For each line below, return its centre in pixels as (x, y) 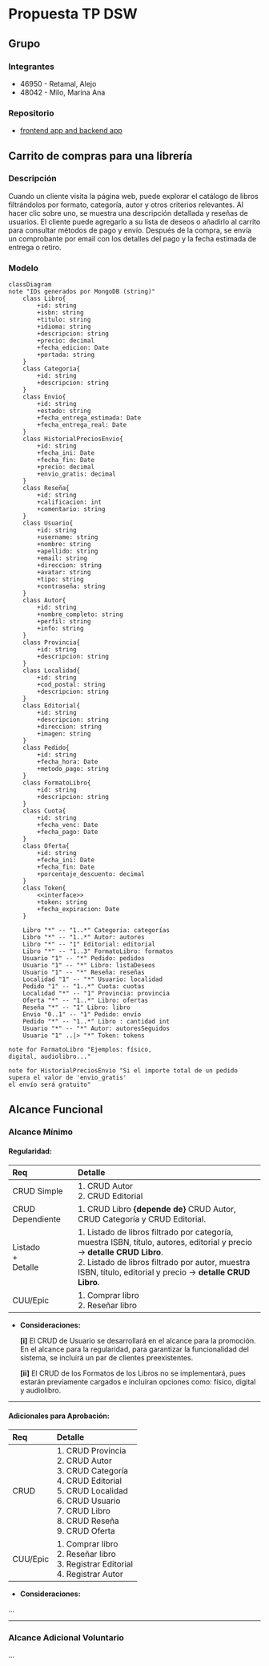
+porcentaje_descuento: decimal (91, 874)
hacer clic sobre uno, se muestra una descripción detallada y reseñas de (128, 213)
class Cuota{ (44, 811)
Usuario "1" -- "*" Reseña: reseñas (84, 973)
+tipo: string (60, 580)
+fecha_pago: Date (68, 832)
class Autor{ (44, 601)
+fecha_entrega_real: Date (82, 425)
